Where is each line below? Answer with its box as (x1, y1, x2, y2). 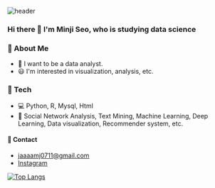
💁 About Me (7, 43, 49, 53)
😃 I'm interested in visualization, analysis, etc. (17, 67, 154, 76)
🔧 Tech (7, 85, 32, 95)
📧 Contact (7, 136, 38, 144)
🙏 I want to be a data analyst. (17, 60, 103, 68)
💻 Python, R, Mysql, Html (17, 101, 94, 110)
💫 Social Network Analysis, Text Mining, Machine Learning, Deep (17, 111, 209, 120)
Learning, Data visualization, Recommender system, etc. (17, 119, 184, 128)
